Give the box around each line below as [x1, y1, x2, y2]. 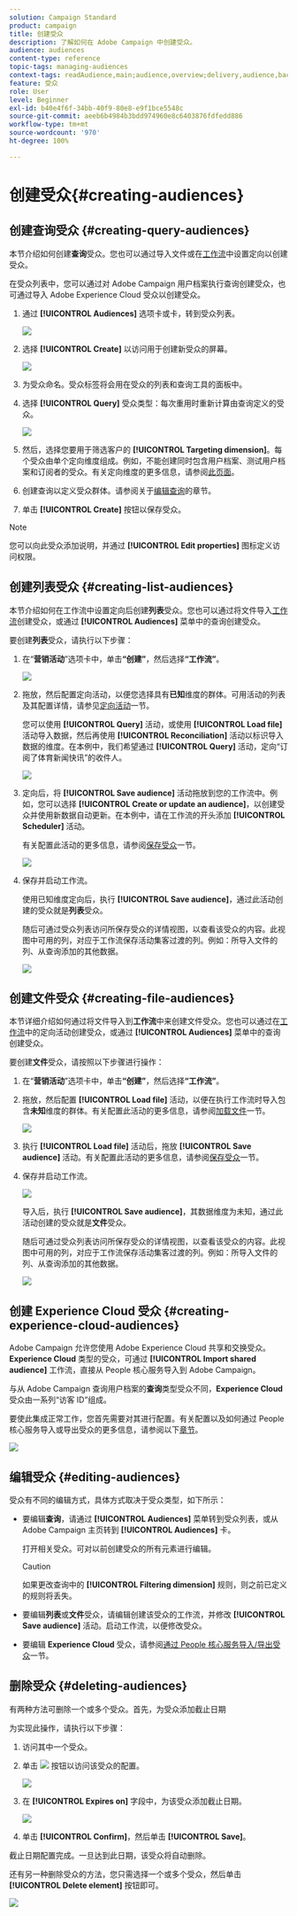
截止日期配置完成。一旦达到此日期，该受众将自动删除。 [9, 1850, 210, 1860]
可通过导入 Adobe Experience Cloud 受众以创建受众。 [9, 289, 206, 299]
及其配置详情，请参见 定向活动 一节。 [21, 700, 155, 710]
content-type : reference [9, 54, 101, 63]
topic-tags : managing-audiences [9, 63, 128, 72]
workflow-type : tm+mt [9, 120, 89, 129]
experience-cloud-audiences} [9, 1317, 179, 1333]
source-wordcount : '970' [9, 128, 101, 137]
